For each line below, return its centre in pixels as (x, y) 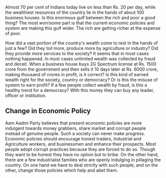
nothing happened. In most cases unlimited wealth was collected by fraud (80, 59)
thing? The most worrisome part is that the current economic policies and (80, 23)
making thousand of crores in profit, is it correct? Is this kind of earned (77, 74)
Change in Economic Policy (48, 111)
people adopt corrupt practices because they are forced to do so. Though (80, 149)
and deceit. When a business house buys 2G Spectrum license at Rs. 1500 (81, 64)
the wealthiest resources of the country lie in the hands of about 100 (75, 12)
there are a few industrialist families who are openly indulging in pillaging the (83, 160)
